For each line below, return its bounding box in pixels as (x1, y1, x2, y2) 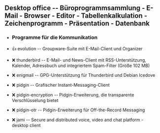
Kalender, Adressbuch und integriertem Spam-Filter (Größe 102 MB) (11, 63, 150, 68)
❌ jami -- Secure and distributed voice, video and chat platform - (11, 117, 144, 123)
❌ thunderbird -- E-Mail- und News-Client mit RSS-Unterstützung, (11, 57, 146, 63)
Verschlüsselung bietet (11, 97, 59, 103)
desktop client (11, 122, 41, 128)
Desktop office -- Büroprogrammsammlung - (4, 4, 145, 12)
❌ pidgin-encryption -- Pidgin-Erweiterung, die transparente (11, 92, 134, 98)
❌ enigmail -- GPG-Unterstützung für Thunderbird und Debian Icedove (11, 72, 156, 78)
